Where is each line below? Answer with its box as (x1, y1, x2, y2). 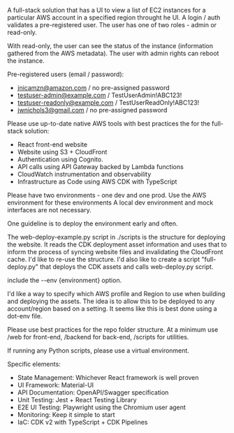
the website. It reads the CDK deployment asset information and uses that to (7, 240, 227, 249)
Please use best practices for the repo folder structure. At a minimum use (7, 325, 219, 334)
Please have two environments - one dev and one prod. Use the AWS (7, 191, 207, 199)
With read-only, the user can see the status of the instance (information (7, 42, 214, 50)
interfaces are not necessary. (7, 206, 92, 214)
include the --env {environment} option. (7, 276, 122, 284)
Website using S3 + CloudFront (17, 148, 108, 156)
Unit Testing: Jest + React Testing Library (17, 396, 138, 404)
